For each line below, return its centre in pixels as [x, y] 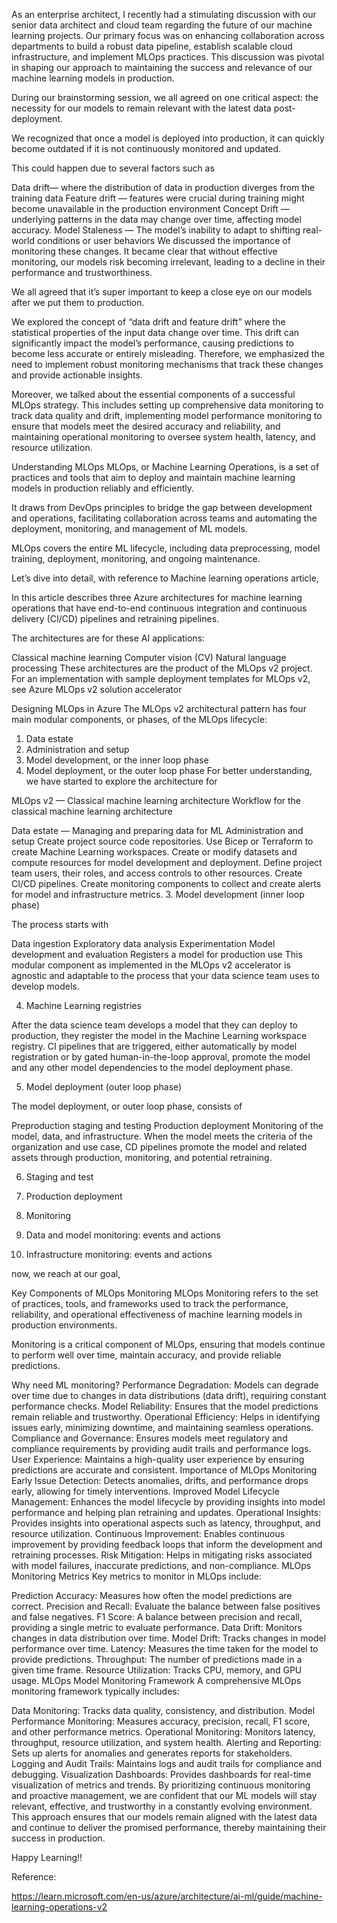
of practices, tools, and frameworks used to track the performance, [150, 1303]
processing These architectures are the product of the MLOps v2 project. [162, 668]
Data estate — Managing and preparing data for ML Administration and [157, 830]
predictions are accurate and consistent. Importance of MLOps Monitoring [164, 1470]
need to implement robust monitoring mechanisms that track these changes [167, 364]
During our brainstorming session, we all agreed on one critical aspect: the [165, 97]
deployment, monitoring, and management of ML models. [129, 528]
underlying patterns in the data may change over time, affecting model [156, 219]
